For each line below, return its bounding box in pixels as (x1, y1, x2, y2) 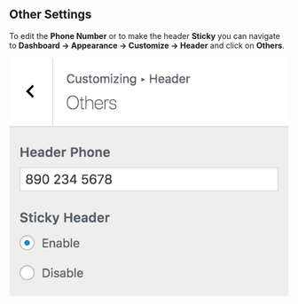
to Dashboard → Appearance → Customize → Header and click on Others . (9, 40, 286, 51)
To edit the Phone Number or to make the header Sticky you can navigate (9, 30, 281, 41)
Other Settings (9, 7, 92, 22)
